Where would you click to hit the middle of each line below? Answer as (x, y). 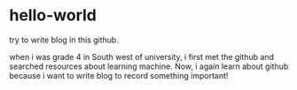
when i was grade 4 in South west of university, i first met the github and (142, 56)
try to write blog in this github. (64, 40)
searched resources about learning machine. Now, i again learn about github (149, 66)
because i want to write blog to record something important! (119, 75)
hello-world (53, 15)
